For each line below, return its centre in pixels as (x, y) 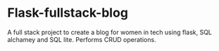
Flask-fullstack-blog (68, 13)
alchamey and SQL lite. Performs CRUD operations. (82, 39)
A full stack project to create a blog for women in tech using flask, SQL (110, 32)
